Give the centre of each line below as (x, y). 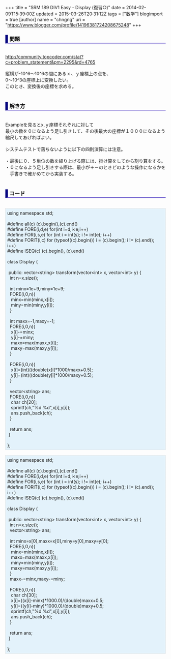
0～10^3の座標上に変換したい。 (38, 80)
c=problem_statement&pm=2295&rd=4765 (50, 62)
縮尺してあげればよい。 (30, 137)
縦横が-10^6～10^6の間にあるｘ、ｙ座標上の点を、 (58, 74)
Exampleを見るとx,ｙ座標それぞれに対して (50, 125)
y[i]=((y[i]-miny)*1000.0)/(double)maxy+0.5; (58, 606)
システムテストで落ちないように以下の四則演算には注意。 (65, 149)
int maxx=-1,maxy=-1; (32, 321)
